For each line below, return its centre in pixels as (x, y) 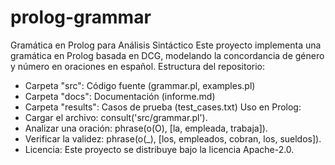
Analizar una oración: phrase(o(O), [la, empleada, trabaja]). (146, 128)
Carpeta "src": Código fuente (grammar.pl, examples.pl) (140, 85)
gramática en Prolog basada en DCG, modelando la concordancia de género (167, 55)
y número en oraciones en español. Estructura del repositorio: (138, 66)
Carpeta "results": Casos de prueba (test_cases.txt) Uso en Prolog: (163, 107)
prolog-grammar (81, 17)
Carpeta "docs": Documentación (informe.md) (120, 96)
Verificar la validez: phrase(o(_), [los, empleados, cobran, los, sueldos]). (173, 138)
